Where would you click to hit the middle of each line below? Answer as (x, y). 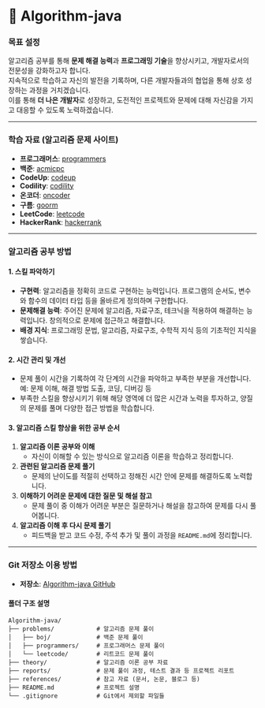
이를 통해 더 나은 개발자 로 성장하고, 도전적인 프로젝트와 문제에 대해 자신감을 (123, 100)
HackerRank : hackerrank (61, 222)
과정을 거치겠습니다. (60, 91)
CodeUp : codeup (48, 177)
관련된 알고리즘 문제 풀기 (57, 466)
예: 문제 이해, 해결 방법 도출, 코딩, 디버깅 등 (86, 389)
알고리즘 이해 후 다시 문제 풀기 (65, 525)
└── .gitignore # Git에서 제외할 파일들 (86, 696)
